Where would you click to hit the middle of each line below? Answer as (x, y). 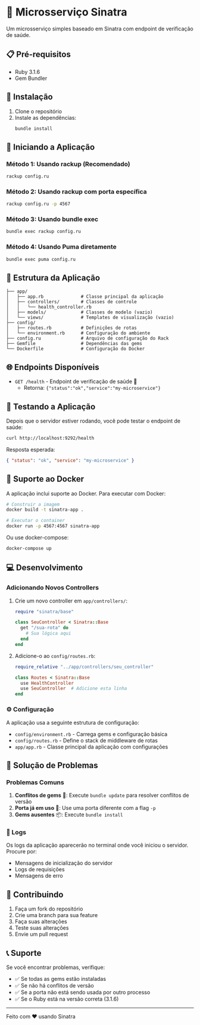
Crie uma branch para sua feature (56, 915)
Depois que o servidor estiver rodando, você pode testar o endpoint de (93, 421)
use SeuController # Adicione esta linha (74, 689)
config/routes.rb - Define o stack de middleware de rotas (86, 740)
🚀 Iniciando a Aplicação (51, 147)
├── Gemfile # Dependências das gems (74, 344)
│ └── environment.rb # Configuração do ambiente (78, 333)
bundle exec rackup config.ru (44, 232)
